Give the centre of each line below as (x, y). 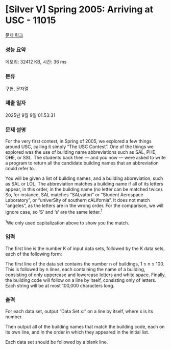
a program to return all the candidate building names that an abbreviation (82, 163)
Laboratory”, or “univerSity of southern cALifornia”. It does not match (78, 200)
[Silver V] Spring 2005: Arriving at (79, 9)
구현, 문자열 (17, 89)
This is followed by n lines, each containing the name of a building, (75, 269)
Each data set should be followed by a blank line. (57, 342)
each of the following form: (34, 254)
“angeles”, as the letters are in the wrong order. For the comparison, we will (84, 205)
